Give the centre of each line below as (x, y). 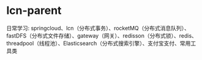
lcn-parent (34, 11)
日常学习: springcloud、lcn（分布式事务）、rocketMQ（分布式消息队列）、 (98, 28)
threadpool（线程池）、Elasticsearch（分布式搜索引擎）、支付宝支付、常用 (99, 43)
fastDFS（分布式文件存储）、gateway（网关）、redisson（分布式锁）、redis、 (102, 35)
